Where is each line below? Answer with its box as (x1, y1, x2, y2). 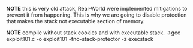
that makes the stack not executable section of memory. (6, 18, 145, 24)
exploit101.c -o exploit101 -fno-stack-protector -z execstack (6, 36, 154, 42)
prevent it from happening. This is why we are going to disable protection (6, 11, 187, 18)
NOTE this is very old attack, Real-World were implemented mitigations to (6, 5, 188, 12)
